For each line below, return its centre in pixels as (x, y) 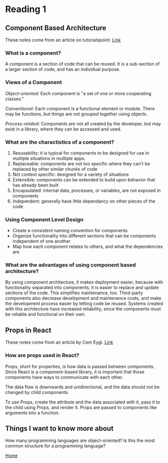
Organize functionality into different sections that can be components (84, 236)
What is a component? (33, 53)
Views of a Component (34, 83)
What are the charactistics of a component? (60, 142)
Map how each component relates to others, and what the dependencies (88, 247)
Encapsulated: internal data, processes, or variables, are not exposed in (87, 190)
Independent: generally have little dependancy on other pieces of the (84, 201)
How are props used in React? (42, 355)
